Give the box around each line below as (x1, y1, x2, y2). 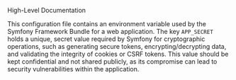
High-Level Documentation (7, 6, 86, 14)
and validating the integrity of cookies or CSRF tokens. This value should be (7, 50, 229, 58)
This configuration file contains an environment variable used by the (7, 20, 207, 28)
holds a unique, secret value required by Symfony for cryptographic (7, 35, 206, 43)
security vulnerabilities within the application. (7, 65, 140, 73)
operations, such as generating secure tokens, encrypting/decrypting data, (7, 42, 227, 50)
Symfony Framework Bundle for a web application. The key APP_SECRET (7, 28, 214, 35)
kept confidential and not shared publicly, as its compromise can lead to (7, 57, 218, 66)
